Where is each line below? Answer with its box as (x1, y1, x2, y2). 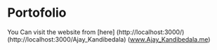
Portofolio (7, 5, 67, 21)
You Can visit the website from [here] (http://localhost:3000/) (7, 28, 185, 36)
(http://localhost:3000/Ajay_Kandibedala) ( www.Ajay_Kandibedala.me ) (7, 35, 211, 43)
